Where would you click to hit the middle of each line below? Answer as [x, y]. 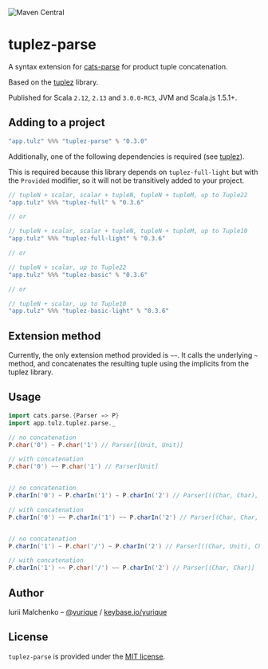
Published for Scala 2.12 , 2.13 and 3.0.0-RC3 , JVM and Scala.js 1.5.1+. [123, 97]
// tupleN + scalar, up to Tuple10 [67, 303]
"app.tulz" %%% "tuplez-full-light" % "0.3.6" [87, 239]
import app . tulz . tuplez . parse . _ [62, 423]
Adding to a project [57, 123]
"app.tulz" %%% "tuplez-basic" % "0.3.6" [78, 275]
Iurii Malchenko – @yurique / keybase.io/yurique [88, 612]
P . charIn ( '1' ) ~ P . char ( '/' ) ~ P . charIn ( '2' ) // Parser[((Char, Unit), [130, 546]
